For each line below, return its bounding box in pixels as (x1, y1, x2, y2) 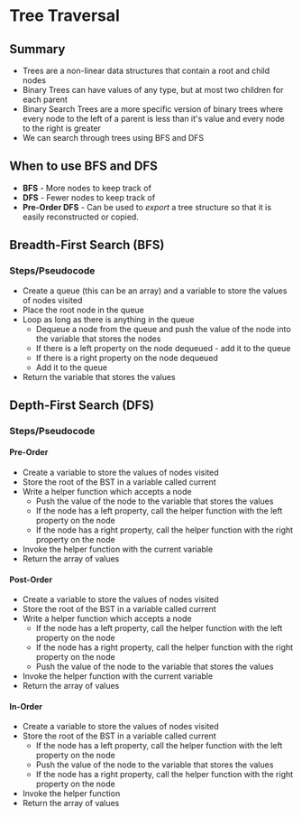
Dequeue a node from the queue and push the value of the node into (35, 323, 291, 334)
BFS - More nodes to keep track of (22, 182, 151, 193)
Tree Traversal (9, 5, 120, 26)
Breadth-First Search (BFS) (9, 237, 165, 253)
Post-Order (9, 574, 52, 585)
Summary (9, 42, 66, 57)
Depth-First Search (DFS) (9, 397, 155, 413)
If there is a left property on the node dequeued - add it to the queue (35, 342, 291, 353)
